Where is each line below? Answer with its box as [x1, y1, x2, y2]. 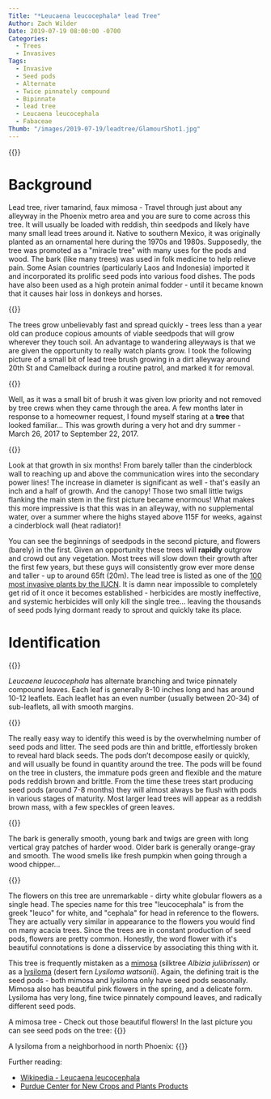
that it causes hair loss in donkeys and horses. [8, 289, 163, 298]
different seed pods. [8, 1001, 76, 1011]
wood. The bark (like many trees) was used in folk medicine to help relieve [8, 254, 256, 263]
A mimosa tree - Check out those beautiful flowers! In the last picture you [8, 1016, 253, 1026]
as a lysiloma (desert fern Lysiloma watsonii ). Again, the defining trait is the [8, 966, 260, 977]
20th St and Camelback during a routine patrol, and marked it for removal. [8, 362, 255, 373]
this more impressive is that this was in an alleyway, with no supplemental [8, 503, 254, 513]
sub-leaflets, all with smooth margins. [8, 702, 134, 712]
